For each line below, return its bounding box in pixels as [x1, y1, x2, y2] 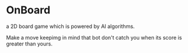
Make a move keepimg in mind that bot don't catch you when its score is [6, 34, 182, 41]
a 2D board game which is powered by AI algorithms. [6, 23, 135, 30]
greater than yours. [6, 40, 53, 47]
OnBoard [6, 3, 51, 17]
